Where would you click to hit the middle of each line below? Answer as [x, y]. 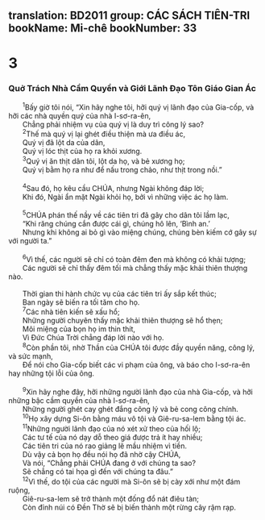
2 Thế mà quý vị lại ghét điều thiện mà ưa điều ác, [104, 133]
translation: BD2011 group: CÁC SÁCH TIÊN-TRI [129, 16]
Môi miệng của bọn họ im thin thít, [79, 329]
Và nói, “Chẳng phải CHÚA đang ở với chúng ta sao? [109, 463]
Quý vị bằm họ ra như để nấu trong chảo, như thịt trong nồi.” [123, 169]
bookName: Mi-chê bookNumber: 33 [103, 29]
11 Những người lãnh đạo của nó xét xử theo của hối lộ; [112, 428]
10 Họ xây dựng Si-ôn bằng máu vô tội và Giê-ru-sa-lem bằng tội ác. [135, 418]
